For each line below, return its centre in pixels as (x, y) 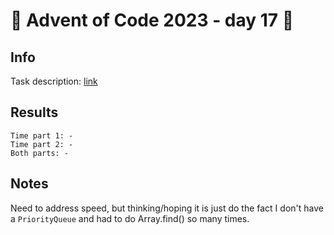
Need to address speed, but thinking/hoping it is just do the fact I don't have (167, 208)
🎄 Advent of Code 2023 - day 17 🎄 (152, 20)
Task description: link (54, 81)
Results (34, 112)
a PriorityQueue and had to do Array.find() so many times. (130, 218)
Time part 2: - (42, 144)
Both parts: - (40, 153)
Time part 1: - (42, 135)
